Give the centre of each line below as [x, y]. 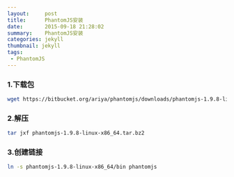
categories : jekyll [36, 40]
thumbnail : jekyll [34, 46]
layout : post [32, 14]
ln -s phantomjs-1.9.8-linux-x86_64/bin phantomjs [82, 167]
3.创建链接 [25, 152]
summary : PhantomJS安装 [45, 33]
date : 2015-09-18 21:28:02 [56, 26]
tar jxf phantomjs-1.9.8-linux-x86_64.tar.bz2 [76, 133]
